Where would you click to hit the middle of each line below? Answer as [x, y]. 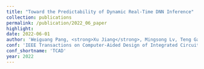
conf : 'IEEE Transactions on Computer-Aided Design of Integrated [92, 46]
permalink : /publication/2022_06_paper [57, 23]
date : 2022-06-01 [28, 34]
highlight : [20, 28]
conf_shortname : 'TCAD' [36, 51]
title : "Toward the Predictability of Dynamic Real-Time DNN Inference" [100, 12]
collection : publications [39, 17]
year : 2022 [20, 56]
